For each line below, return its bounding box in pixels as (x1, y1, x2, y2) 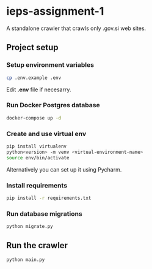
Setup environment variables (6, 61, 95, 69)
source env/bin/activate (6, 154, 70, 161)
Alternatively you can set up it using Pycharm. (6, 165, 122, 173)
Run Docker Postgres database (6, 101, 100, 110)
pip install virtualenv (6, 143, 67, 150)
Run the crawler (6, 240, 68, 251)
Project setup (6, 42, 59, 53)
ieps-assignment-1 (6, 4, 104, 18)
